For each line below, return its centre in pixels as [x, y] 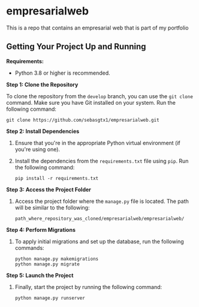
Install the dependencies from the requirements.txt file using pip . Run [102, 161]
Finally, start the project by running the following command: [88, 287]
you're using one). [37, 149]
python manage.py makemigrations [57, 259]
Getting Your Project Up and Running [76, 47]
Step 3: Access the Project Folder [49, 189]
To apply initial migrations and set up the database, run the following [99, 241]
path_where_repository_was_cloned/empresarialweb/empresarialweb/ [99, 219]
